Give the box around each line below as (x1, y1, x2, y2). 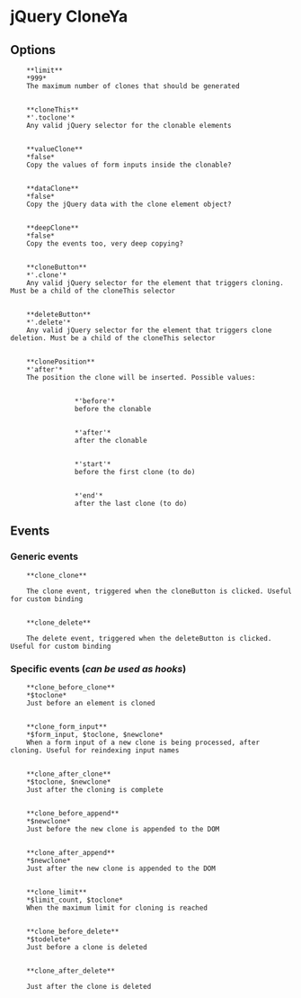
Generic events (10, 551, 79, 563)
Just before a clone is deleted (26, 942, 147, 951)
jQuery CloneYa (10, 6, 128, 27)
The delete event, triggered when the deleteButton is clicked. (26, 634, 272, 643)
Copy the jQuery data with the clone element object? (26, 200, 232, 209)
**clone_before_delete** (26, 927, 120, 936)
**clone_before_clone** (26, 682, 116, 692)
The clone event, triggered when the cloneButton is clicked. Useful (26, 587, 293, 596)
